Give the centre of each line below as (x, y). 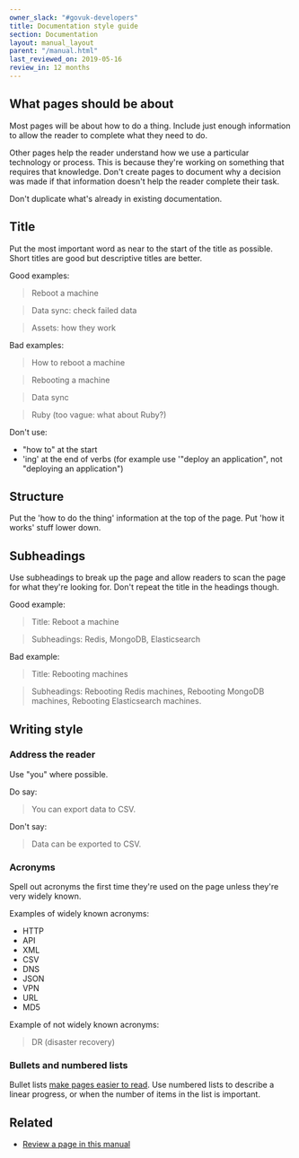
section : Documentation (54, 34)
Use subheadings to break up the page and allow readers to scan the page (147, 578)
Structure (37, 496)
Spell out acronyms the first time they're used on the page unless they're (144, 887)
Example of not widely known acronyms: (84, 1025)
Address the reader (53, 755)
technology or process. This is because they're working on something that (147, 162)
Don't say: (28, 826)
